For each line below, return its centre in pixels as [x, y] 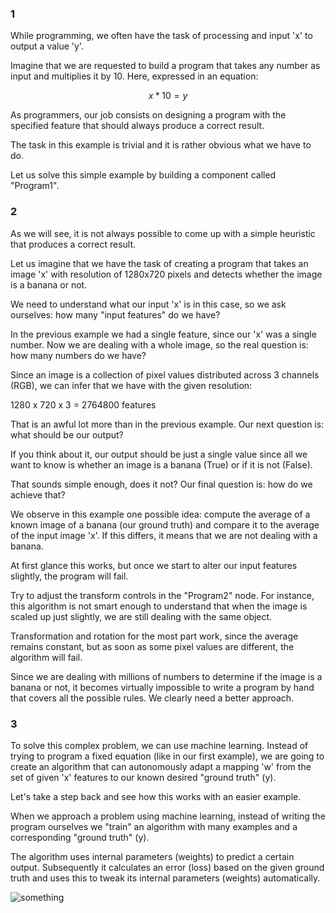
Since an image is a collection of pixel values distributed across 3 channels [165, 374]
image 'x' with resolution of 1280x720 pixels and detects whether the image [166, 274]
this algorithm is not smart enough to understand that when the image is [159, 606]
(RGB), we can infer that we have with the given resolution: [131, 385]
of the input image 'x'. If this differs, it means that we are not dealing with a [164, 535]
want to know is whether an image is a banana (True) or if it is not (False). [161, 464]
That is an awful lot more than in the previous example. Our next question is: [167, 424]
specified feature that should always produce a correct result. [137, 126]
